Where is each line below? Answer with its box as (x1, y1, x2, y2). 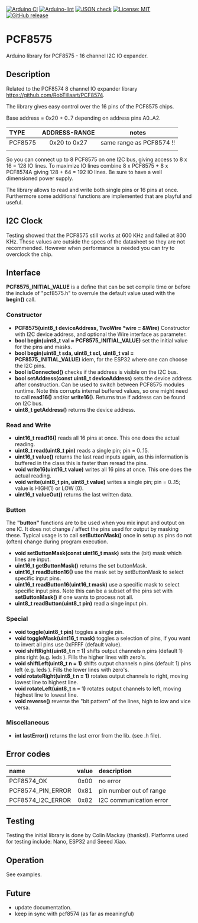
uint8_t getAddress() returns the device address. (14, 406, 136, 413)
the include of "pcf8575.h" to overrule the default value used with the (6, 290, 176, 297)
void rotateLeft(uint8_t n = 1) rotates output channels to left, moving (14, 685, 181, 692)
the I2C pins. (14, 362, 46, 369)
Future (6, 888, 31, 898)
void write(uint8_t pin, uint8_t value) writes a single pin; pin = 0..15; (14, 478, 181, 485)
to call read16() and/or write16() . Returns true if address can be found (14, 393, 186, 400)
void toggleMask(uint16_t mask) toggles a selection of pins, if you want (14, 634, 191, 642)
